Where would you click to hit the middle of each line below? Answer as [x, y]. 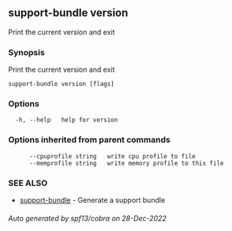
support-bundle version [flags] [61, 84]
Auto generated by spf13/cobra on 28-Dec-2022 [88, 218]
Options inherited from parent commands [90, 140]
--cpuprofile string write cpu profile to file [112, 156]
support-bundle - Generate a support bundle [92, 200]
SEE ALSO [28, 183]
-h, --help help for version [67, 120]
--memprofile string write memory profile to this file [126, 163]
